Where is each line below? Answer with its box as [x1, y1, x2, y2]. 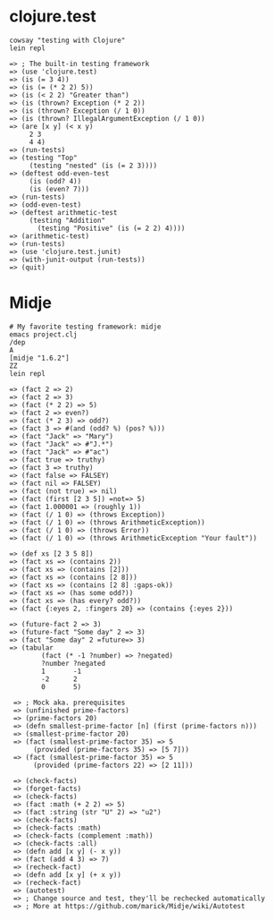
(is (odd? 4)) [29, 176, 82, 185]
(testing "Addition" [29, 216, 105, 225]
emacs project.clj [9, 329, 78, 339]
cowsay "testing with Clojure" [9, 36, 126, 45]
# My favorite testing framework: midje [9, 322, 162, 331]
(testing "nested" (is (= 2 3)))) [29, 161, 158, 170]
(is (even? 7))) [29, 184, 90, 193]
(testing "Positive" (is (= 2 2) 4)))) [37, 224, 186, 233]
